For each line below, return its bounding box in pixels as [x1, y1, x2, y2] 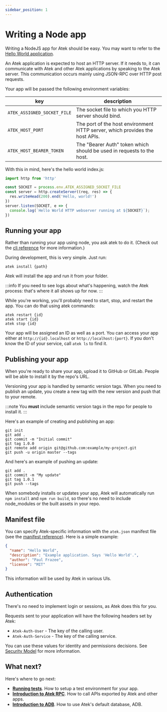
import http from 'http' [5, 176, 57, 181]
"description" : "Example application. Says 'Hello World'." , [9, 552, 139, 557]
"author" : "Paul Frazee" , [9, 557, 64, 562]
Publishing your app [5, 355, 69, 363]
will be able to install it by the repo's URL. [5, 373, 90, 379]
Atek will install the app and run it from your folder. [5, 273, 108, 279]
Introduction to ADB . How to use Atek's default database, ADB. [12, 701, 143, 707]
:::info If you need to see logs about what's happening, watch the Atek [5, 283, 149, 289]
